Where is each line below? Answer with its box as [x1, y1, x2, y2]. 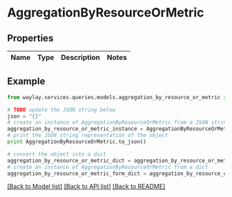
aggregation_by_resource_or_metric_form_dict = [7, 170, 147, 177]
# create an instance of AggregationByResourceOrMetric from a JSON [7, 119, 209, 126]
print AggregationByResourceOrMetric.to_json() [7, 138, 147, 145]
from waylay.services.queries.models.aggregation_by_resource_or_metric [7, 94, 221, 101]
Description [61, 53, 100, 62]
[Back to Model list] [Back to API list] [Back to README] [7, 183, 166, 191]
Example [7, 76, 46, 87]
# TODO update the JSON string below [7, 106, 116, 113]
